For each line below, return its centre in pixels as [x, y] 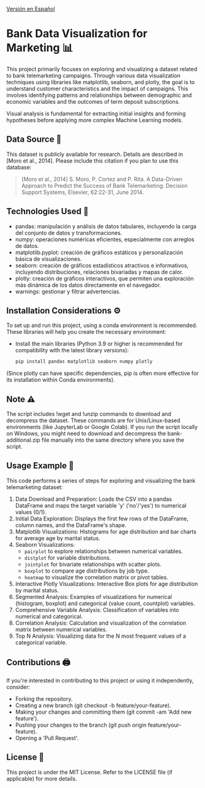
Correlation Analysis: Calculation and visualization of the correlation [101, 623]
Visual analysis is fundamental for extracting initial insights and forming [96, 114]
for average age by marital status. [58, 538]
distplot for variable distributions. [68, 557]
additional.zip [24, 440]
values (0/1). [31, 512]
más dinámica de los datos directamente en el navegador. [88, 285]
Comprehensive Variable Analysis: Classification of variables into [97, 609]
